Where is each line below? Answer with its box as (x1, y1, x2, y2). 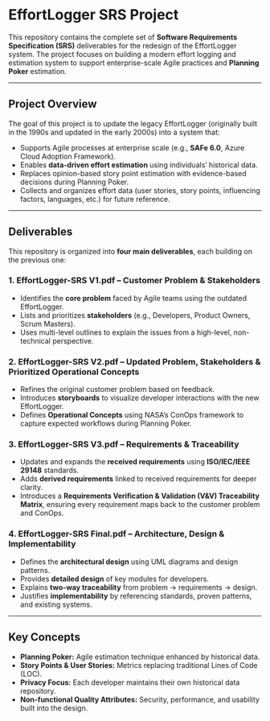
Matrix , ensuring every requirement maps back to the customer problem (19, 500, 260, 509)
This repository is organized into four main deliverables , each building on (8, 246, 253, 256)
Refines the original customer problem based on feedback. (19, 385, 215, 394)
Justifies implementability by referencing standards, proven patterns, (19, 591, 252, 600)
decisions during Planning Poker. (19, 177, 129, 187)
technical (19, 336, 51, 345)
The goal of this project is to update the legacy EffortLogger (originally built (8, 118, 258, 128)
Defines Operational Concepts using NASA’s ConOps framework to (19, 410, 244, 420)
